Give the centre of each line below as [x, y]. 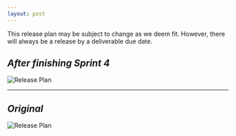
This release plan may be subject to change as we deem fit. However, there [116, 34]
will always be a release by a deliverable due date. [80, 41]
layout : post [26, 14]
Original [25, 108]
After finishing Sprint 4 [59, 63]
